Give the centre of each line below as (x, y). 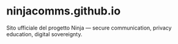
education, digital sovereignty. (44, 34)
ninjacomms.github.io (64, 11)
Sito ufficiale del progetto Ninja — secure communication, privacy (89, 28)
